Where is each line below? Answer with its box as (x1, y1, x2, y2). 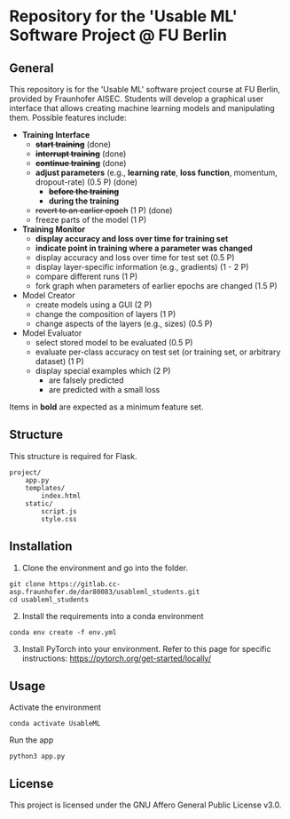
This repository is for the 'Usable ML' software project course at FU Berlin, (9, 84, 281, 94)
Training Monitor (21, 224, 86, 235)
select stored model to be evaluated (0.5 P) (35, 338, 193, 347)
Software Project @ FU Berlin (9, 25, 228, 45)
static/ (25, 499, 53, 508)
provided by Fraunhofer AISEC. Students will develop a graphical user (9, 93, 264, 104)
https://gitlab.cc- (48, 579, 121, 588)
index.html (41, 491, 82, 500)
